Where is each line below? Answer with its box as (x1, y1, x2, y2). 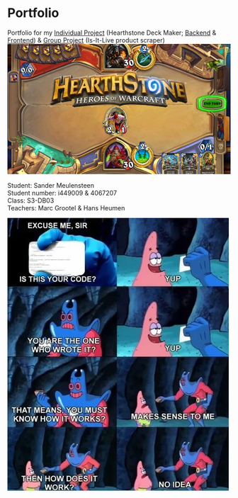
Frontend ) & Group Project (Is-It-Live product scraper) (7, 35, 165, 44)
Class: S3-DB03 (7, 196, 55, 205)
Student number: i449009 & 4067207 (7, 188, 118, 197)
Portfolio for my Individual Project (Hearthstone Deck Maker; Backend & (7, 28, 217, 37)
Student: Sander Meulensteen (7, 181, 94, 189)
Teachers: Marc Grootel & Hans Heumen (7, 203, 125, 212)
